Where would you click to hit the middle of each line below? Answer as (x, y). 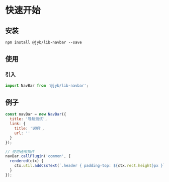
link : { (18, 124)
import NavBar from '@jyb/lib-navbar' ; (47, 85)
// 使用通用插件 (20, 152)
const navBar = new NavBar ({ (36, 114)
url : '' (22, 133)
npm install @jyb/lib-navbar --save (44, 42)
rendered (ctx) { (27, 161)
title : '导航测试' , (29, 119)
